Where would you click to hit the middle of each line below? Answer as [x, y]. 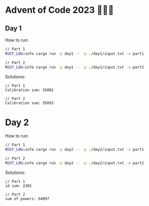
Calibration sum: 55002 [30, 90]
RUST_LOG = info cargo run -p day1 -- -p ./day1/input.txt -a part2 [74, 67]
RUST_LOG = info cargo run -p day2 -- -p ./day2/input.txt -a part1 [74, 150]
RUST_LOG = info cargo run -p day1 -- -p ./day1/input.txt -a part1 [74, 54]
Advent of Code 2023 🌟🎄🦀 [60, 10]
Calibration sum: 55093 [30, 103]
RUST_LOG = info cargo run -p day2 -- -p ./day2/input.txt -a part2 [74, 163]
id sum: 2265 [18, 186]
